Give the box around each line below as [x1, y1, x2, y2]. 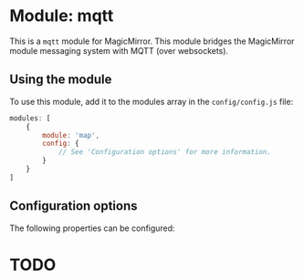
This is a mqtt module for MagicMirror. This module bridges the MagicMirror [9, 36, 295, 47]
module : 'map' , [42, 130, 100, 140]
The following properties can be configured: [9, 223, 175, 233]
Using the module [9, 72, 112, 88]
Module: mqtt [9, 5, 114, 26]
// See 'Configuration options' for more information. [58, 148, 272, 157]
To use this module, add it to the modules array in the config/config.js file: [9, 96, 294, 107]
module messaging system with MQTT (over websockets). [9, 45, 229, 56]
